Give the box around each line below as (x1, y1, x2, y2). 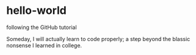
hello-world (6, 4, 67, 18)
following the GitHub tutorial (6, 24, 78, 31)
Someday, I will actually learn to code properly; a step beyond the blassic (6, 35, 191, 42)
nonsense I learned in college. (6, 42, 82, 49)
